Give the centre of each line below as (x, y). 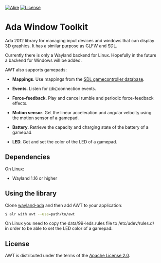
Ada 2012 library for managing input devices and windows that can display (80, 40)
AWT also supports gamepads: (36, 70)
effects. (20, 103)
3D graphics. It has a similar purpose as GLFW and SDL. (61, 46)
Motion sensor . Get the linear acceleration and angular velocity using (82, 112)
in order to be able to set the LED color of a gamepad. (59, 228)
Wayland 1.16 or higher (35, 178)
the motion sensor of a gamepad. (45, 118)
